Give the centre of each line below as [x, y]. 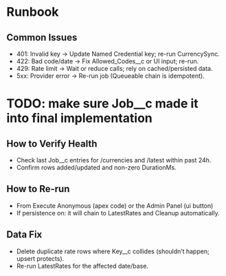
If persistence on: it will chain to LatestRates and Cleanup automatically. [118, 213]
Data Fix [24, 235]
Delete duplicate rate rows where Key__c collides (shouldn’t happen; [113, 251]
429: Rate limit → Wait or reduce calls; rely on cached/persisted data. [114, 68]
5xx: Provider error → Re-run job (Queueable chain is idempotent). [110, 76]
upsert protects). [40, 258]
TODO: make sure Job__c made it [102, 104]
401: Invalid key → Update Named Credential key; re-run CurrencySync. [118, 54]
